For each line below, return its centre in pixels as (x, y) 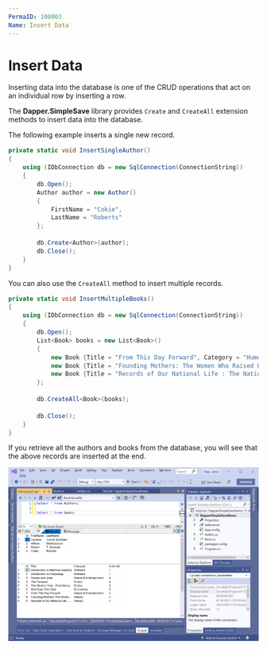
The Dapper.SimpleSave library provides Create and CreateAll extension (128, 111)
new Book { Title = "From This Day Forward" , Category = (145, 357)
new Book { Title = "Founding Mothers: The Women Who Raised (152, 365)
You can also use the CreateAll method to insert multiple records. (116, 283)
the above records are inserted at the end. (77, 456)
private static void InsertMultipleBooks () (81, 299)
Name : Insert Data (39, 25)
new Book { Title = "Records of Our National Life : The (145, 374)
